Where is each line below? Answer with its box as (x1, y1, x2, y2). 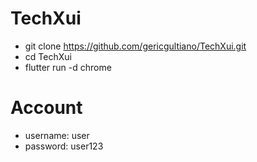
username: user (24, 129, 90, 141)
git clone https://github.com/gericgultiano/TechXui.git (24, 40, 247, 52)
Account (10, 97, 83, 119)
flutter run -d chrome (24, 61, 112, 73)
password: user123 (24, 140, 104, 152)
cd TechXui (24, 50, 72, 62)
